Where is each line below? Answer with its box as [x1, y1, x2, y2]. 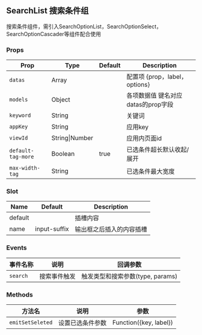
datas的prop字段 [126, 100, 174, 109]
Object [51, 96, 70, 104]
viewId [9, 135, 28, 141]
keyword [9, 112, 31, 119]
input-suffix [35, 225, 69, 233]
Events [6, 244, 27, 252]
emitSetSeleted [9, 319, 53, 326]
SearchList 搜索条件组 [6, 5, 89, 16]
